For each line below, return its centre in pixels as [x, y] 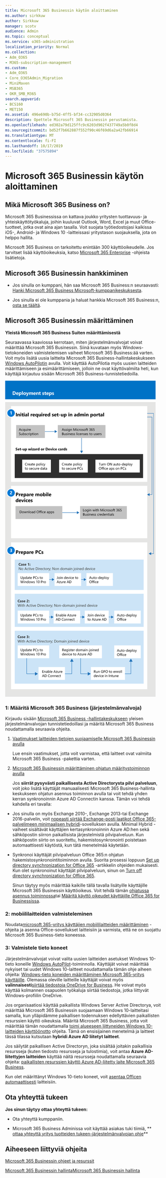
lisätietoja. [16, 258]
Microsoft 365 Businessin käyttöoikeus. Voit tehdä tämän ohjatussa [81, 891]
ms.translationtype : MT [30, 135]
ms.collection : [21, 52]
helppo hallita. [20, 238]
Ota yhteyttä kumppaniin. [38, 1119]
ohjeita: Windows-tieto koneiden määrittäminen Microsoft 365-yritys [75, 974]
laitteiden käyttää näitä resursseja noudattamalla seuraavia [86, 1056]
